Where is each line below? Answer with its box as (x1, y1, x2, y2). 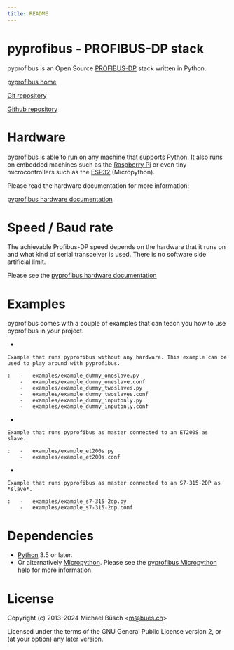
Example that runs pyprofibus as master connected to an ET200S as (7, 429, 209, 436)
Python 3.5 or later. (17, 551, 73, 559)
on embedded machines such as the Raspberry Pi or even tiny (7, 160, 187, 169)
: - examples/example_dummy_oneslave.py (7, 372, 139, 380)
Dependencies (7, 528, 94, 544)
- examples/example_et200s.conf (20, 454, 121, 461)
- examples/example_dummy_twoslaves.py (20, 385, 142, 392)
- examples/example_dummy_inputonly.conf (20, 403, 149, 410)
